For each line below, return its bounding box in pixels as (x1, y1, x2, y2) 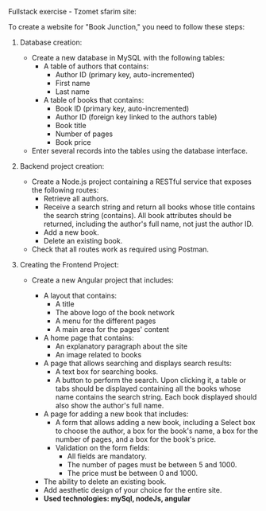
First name (55, 79, 91, 88)
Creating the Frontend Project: (19, 260, 119, 269)
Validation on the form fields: (55, 443, 150, 452)
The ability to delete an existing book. (43, 477, 167, 486)
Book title (55, 121, 87, 130)
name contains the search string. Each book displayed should (55, 392, 257, 401)
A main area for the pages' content (55, 325, 169, 334)
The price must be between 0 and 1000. (67, 469, 199, 478)
